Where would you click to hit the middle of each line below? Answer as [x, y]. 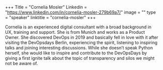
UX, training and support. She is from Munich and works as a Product [75, 32]
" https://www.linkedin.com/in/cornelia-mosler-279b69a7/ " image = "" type [81, 12]
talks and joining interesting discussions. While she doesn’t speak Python [79, 48]
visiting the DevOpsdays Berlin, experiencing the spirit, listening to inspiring [81, 43]
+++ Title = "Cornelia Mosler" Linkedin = [46, 7]
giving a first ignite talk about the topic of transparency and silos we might [80, 58]
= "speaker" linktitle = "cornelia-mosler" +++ [50, 17]
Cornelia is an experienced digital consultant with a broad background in [78, 27]
